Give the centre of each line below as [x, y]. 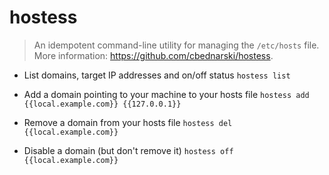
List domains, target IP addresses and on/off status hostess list [157, 75]
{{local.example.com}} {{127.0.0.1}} [102, 104]
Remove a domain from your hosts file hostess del [128, 122]
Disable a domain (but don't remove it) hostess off [128, 150]
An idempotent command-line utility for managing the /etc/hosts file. [176, 45]
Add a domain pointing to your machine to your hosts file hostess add [166, 94]
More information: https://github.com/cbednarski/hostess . [153, 55]
